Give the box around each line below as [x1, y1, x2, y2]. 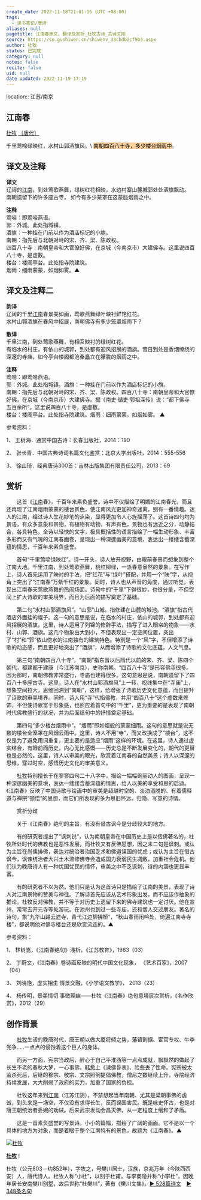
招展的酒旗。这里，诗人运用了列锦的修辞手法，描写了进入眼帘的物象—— [11, 621, 190, 628]
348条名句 [6, 1187, 32, 1195]
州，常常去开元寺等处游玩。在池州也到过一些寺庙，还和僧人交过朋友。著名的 [6, 906, 195, 913]
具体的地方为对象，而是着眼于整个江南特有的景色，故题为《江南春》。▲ [6, 1127, 182, 1134]
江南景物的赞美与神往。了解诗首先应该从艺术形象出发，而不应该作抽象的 [16, 891, 195, 898]
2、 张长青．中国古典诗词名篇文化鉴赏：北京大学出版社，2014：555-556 [6, 449, 186, 456]
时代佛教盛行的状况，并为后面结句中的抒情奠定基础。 [6, 709, 138, 717]
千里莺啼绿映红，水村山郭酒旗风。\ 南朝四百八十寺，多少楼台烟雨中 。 [6, 142, 178, 149]
